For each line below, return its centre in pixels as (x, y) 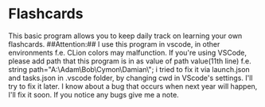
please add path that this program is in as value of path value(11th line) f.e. (130, 61)
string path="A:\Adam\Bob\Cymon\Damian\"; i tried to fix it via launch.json (129, 69)
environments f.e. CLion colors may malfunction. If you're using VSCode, (128, 52)
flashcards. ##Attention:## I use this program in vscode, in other (114, 44)
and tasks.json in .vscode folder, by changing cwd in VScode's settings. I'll (131, 78)
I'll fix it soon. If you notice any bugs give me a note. (94, 94)
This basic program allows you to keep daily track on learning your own (125, 36)
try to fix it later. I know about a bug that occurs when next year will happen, (133, 86)
